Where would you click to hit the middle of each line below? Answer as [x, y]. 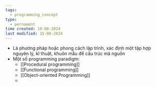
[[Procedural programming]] [50, 64]
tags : [11, 10]
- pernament [23, 24]
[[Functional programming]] [49, 70]
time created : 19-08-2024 [33, 29]
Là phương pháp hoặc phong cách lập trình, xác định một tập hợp [82, 48]
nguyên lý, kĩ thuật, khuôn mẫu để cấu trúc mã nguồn [69, 53]
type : [11, 19]
